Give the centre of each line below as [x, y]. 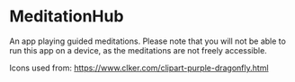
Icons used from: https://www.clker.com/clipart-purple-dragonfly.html [139, 68]
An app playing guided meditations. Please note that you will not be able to [147, 41]
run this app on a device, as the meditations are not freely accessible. [138, 50]
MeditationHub [67, 16]
